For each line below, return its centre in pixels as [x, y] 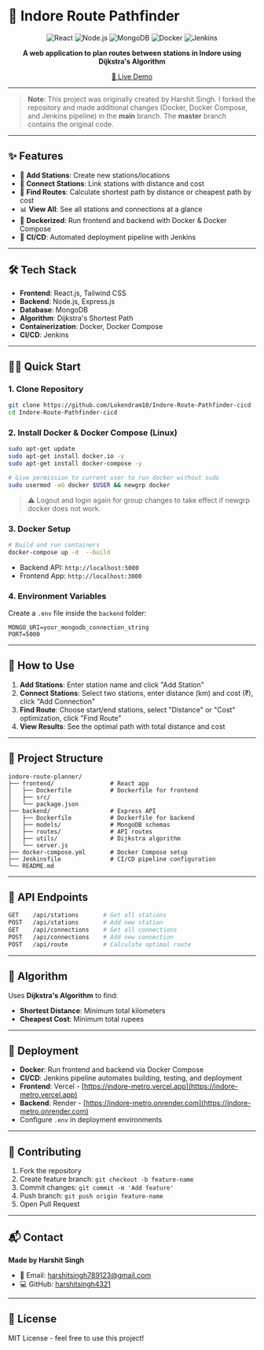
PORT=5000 [24, 635]
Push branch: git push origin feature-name [91, 1196]
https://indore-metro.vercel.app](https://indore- [161, 1086]
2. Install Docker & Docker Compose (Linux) [93, 433]
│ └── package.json [44, 804]
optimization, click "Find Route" [70, 718]
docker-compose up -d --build [59, 552]
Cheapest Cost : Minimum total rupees [81, 1019]
